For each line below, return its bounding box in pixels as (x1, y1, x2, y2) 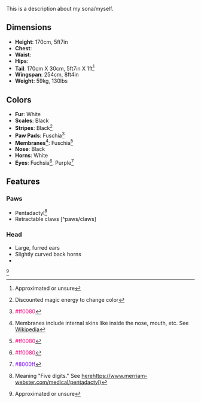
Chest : (14, 44, 32, 51)
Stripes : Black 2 (14, 123, 53, 131)
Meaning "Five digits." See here (14, 372, 93, 379)
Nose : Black (14, 146, 45, 153)
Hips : (14, 57, 29, 65)
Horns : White (14, 152, 48, 159)
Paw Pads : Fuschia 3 (14, 131, 65, 139)
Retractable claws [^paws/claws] (14, 216, 97, 223)
